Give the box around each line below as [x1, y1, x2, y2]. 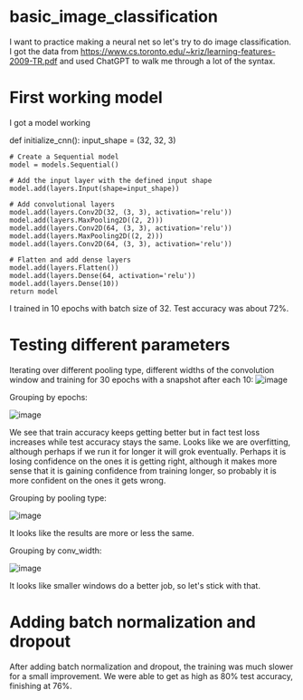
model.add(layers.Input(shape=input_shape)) [9, 184, 180, 193]
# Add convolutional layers [9, 199, 116, 209]
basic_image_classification [9, 6, 219, 27]
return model [9, 287, 59, 296]
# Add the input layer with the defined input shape [9, 176, 213, 185]
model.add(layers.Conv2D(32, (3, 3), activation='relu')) [9, 207, 232, 216]
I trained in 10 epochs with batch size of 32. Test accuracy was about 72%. [9, 302, 289, 313]
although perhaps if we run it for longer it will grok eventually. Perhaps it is [9, 446, 287, 456]
